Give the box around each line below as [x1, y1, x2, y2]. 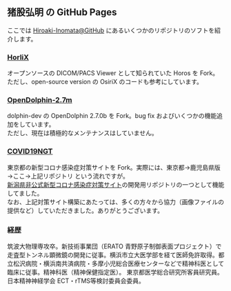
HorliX [7, 52, 30, 62]
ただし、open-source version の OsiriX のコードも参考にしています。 [7, 78, 203, 86]
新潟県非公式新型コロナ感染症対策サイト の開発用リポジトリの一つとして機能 [7, 180, 225, 188]
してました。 [7, 189, 43, 197]
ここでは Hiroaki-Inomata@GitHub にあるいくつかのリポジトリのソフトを [7, 26, 215, 34]
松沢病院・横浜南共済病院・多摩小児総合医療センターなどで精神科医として [12, 259, 225, 268]
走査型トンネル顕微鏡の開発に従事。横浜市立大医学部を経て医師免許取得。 [7, 251, 219, 259]
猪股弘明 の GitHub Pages [7, 6, 117, 19]
